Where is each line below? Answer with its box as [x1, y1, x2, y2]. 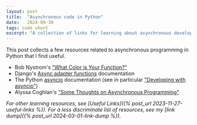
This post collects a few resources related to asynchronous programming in [6, 46, 189, 53]
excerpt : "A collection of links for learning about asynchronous [6, 30, 172, 36]
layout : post [6, 8, 38, 15]
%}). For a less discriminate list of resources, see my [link [36, 106, 175, 113]
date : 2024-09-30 [6, 19, 54, 25]
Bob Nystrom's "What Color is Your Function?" [14, 64, 127, 71]
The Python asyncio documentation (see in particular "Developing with [14, 77, 186, 84]
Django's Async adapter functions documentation [14, 70, 135, 77]
